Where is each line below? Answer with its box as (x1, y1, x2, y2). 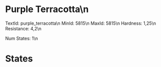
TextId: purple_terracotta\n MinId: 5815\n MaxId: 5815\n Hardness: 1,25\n (5, 20, 156, 26)
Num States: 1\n (5, 35, 38, 41)
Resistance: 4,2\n (5, 25, 42, 31)
